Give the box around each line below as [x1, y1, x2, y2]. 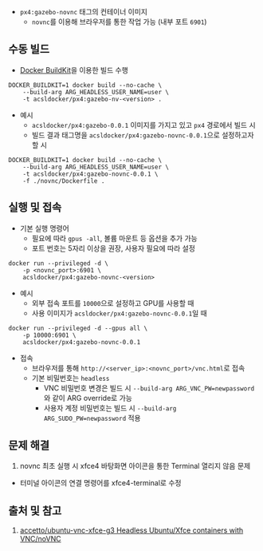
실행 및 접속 [8, 200, 62, 214]
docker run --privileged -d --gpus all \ [8, 324, 148, 332]
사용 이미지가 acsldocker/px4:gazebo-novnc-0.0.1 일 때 [31, 308, 207, 318]
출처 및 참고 [8, 504, 62, 517]
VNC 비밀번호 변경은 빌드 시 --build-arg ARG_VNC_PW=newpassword [43, 383, 255, 393]
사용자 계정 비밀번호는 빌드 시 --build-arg [43, 402, 177, 413]
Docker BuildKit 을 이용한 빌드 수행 [19, 65, 129, 74]
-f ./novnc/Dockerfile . [22, 176, 105, 185]
